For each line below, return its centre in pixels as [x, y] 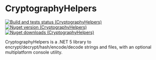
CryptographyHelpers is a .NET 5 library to [48, 41]
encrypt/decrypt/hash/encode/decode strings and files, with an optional [78, 47]
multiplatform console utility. [34, 52]
